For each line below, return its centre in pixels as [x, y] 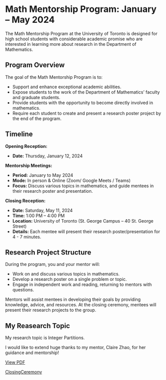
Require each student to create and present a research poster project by [86, 113]
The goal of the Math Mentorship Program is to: [54, 77]
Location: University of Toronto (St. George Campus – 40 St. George [83, 221]
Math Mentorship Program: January [81, 9]
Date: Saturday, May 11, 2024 [43, 210]
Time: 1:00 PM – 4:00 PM [38, 216]
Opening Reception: [26, 146]
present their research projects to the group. [51, 310]
